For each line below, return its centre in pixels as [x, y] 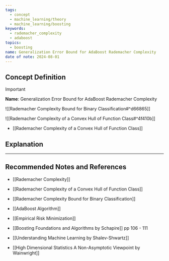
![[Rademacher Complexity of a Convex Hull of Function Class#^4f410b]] [80, 118]
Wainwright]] [26, 253]
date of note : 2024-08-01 [32, 57]
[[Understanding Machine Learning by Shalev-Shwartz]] [71, 238]
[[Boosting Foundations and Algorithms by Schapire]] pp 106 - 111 [80, 228]
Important [15, 89]
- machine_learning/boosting [40, 24]
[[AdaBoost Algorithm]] [37, 208]
